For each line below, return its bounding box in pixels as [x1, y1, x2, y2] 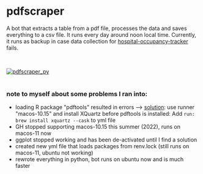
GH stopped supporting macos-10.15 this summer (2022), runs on [15, 123, 180, 130]
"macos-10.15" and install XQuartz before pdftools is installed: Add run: [15, 110, 195, 118]
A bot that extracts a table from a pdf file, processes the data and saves [6, 25, 188, 32]
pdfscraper [6, 4, 65, 18]
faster [15, 162, 31, 170]
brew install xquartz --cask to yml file [15, 116, 116, 124]
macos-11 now [15, 130, 52, 137]
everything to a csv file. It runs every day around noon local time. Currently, [6, 31, 197, 38]
